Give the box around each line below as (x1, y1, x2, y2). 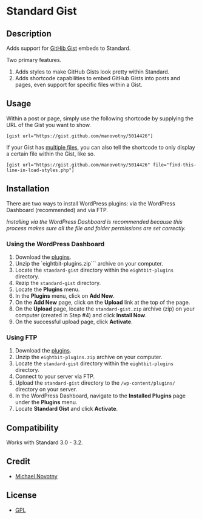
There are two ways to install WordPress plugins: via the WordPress (6, 199, 176, 207)
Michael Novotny (15, 472, 58, 479)
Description (6, 29, 52, 39)
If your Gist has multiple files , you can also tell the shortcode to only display (6, 143, 195, 151)
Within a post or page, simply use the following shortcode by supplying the (6, 114, 194, 122)
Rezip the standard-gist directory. (15, 279, 101, 286)
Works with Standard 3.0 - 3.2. (6, 439, 83, 446)
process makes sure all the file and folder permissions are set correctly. (6, 224, 186, 232)
